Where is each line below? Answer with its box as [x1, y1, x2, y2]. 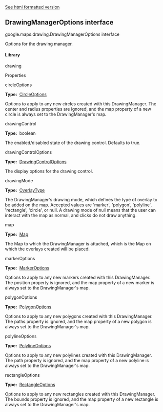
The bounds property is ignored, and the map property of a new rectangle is [5, 396, 159, 402]
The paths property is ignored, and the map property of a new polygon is [5, 318, 152, 325]
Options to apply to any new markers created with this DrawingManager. [5, 274, 151, 281]
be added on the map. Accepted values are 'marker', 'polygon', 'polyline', [5, 202, 152, 208]
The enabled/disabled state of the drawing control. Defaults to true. [5, 140, 141, 146]
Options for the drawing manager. [5, 41, 73, 47]
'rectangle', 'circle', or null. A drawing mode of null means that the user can [5, 207, 156, 213]
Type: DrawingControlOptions [5, 159, 67, 165]
